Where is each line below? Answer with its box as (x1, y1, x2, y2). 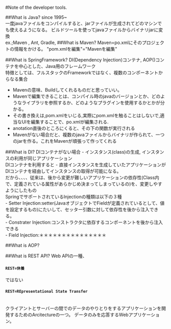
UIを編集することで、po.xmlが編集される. (21, 119, 109, 125)
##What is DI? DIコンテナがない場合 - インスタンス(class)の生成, (5, 149, 141, 155)
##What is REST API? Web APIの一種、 (5, 253, 87, 259)
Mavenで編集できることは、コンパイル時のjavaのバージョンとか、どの (12, 93, 161, 99)
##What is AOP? (5, 243, 40, 248)
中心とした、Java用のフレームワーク (18, 63, 96, 69)
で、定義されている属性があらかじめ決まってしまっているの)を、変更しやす (5, 181, 162, 187)
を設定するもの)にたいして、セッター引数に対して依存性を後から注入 (5, 207, 150, 212)
